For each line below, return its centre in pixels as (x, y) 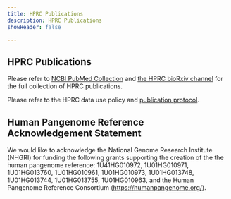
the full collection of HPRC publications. (65, 86)
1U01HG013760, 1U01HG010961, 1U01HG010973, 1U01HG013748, (101, 173)
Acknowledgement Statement (75, 133)
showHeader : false (34, 27)
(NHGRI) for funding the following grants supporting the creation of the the (115, 157)
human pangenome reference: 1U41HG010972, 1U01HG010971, (98, 165)
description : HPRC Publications (55, 20)
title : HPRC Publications (45, 14)
